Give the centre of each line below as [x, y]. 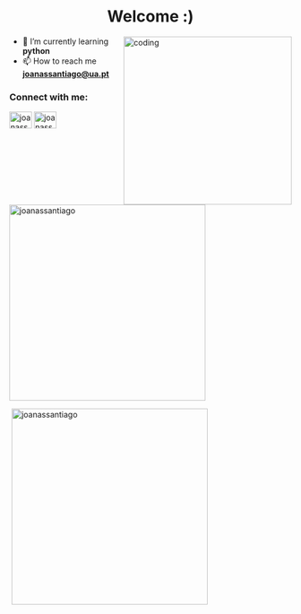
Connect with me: [49, 97]
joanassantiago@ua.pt [65, 74]
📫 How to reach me [59, 61]
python [36, 50]
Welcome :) [150, 17]
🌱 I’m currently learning [65, 41]
